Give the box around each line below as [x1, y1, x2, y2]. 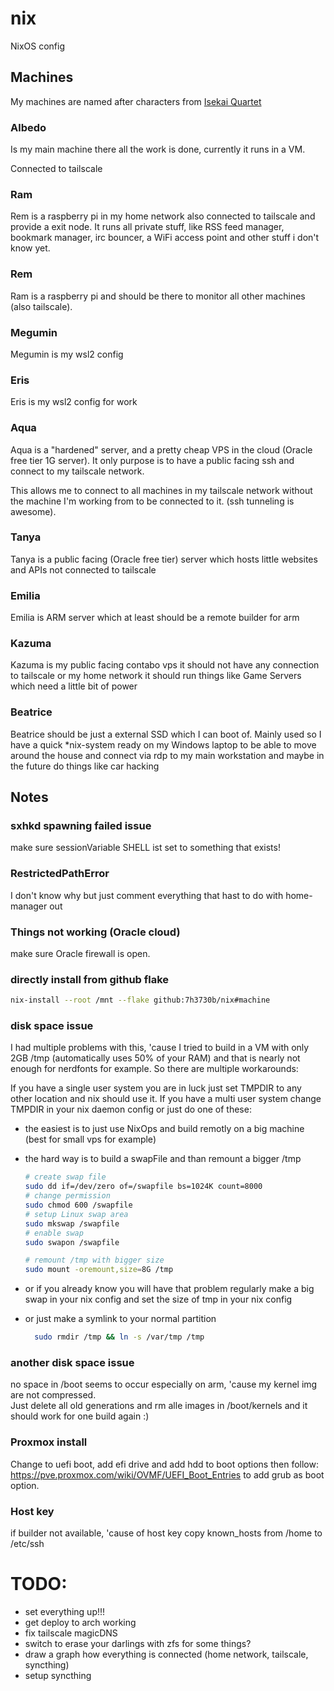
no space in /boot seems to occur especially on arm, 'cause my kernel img [10, 1378, 318, 1391]
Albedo [10, 120, 47, 134]
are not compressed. [10, 1389, 97, 1401]
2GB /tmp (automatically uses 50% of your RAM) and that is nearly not [10, 1052, 301, 1064]
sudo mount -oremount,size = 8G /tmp [24, 1265, 174, 1275]
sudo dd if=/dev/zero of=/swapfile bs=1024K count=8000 [24, 1182, 263, 1192]
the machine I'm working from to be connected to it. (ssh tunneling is [10, 495, 295, 507]
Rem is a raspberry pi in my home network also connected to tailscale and [10, 210, 316, 222]
